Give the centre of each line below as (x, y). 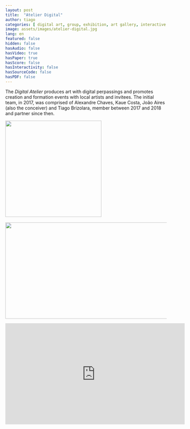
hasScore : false (23, 63)
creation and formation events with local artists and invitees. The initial (80, 97)
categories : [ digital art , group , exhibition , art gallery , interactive (86, 24)
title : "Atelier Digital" (34, 15)
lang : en (15, 34)
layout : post (19, 10)
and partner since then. (30, 113)
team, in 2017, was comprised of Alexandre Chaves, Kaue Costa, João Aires (85, 102)
